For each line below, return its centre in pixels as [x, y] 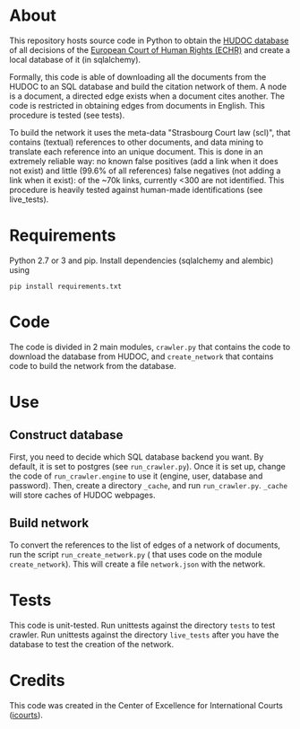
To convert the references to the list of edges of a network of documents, [145, 545]
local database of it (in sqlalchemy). [75, 59]
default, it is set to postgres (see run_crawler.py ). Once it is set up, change [148, 466]
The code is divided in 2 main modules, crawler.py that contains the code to [150, 347]
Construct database [66, 435]
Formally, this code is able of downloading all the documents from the [138, 76]
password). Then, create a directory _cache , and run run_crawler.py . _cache [149, 485]
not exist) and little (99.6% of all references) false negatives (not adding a [145, 171]
